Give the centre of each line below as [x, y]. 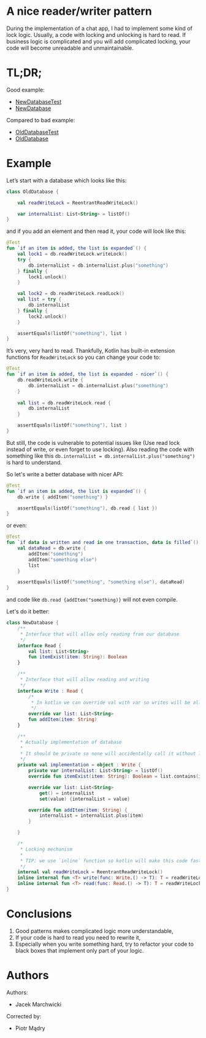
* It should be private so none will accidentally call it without [108, 753]
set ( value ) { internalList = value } [85, 799]
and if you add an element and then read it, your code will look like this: [96, 231]
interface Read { [40, 646]
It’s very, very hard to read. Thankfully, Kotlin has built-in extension [91, 351]
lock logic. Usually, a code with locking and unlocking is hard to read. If [96, 34]
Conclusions [39, 914]
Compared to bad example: [41, 120]
